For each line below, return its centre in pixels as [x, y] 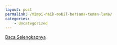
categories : [17, 19]
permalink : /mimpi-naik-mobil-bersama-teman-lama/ [59, 14]
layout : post [19, 10]
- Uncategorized [31, 23]
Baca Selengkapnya [26, 37]
